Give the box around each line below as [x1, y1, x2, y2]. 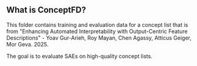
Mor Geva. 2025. [6, 40, 49, 48]
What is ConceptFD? [6, 5, 87, 15]
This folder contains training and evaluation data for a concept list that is [6, 21, 188, 28]
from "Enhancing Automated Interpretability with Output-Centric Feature [6, 28, 188, 35]
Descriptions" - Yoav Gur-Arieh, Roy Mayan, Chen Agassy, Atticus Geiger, [6, 34, 192, 42]
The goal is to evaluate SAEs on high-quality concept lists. [6, 52, 152, 60]
